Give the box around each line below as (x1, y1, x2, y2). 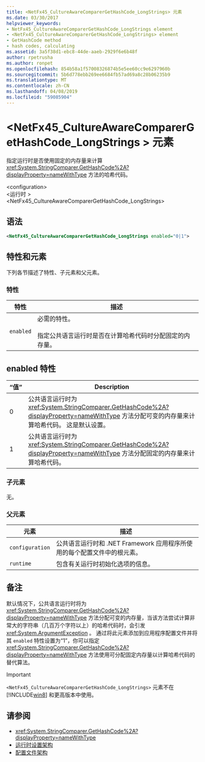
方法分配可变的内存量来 (121, 412, 189, 420)
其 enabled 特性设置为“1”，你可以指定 (6, 637, 100, 644)
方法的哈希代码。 (88, 170, 131, 178)
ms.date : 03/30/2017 (6, 15, 59, 21)
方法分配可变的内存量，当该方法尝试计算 (88, 614, 190, 621)
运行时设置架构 (15, 741, 53, 749)
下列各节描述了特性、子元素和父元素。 (6, 269, 103, 276)
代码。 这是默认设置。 (46, 421, 110, 430)
